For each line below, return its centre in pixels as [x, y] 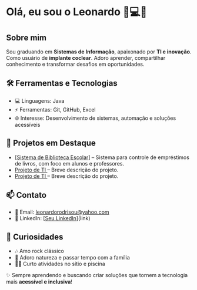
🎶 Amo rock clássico [39, 251]
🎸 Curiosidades [35, 237]
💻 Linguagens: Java [39, 100]
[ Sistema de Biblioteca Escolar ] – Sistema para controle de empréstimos [102, 157]
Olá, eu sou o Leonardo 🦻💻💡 [77, 12]
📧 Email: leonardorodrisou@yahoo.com [62, 212]
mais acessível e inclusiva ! [39, 282]
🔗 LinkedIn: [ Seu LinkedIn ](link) [52, 218]
